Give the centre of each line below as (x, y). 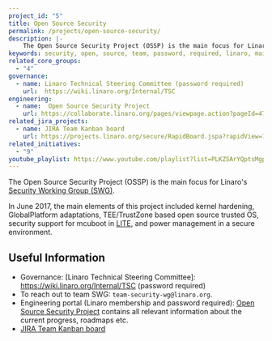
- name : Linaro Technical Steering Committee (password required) (130, 83)
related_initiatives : (45, 144)
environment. (30, 232)
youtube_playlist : (39, 159)
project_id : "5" (36, 16)
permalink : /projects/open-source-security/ (85, 31)
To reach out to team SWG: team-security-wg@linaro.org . (116, 294)
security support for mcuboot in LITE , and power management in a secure (132, 224)
